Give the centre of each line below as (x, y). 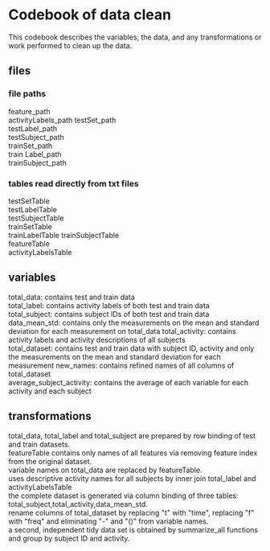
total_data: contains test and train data (72, 297)
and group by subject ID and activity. (69, 538)
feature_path (29, 111)
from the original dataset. (50, 461)
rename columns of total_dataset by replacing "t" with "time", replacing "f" (131, 512)
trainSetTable (30, 226)
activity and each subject (50, 391)
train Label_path (35, 154)
